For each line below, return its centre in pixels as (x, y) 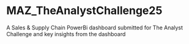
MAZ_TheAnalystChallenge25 (84, 11)
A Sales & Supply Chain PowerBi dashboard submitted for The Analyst (95, 28)
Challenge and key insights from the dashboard (66, 34)
